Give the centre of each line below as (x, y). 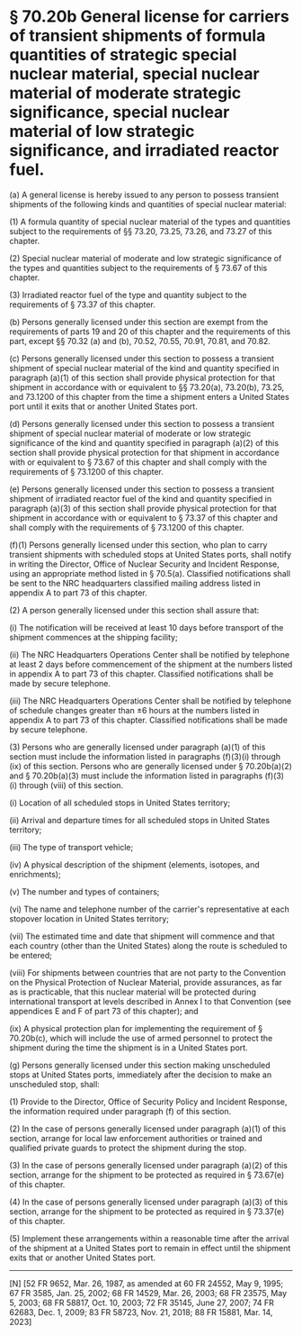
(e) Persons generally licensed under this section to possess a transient (142, 489)
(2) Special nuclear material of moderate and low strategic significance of (146, 258)
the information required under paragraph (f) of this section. (120, 1111)
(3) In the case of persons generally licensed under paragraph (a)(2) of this (148, 1165)
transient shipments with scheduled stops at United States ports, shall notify (151, 554)
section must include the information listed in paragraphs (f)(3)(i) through (145, 756)
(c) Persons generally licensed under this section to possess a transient (142, 359)
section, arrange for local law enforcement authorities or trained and (136, 1138)
